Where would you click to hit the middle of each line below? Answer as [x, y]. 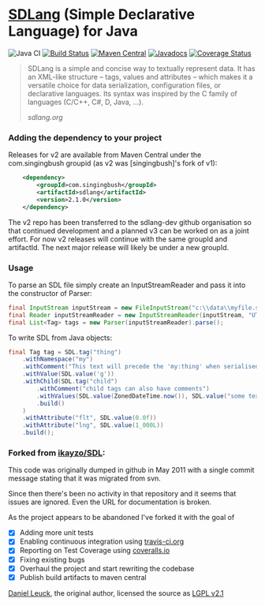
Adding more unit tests [56, 533]
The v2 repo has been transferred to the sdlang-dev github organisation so [130, 222]
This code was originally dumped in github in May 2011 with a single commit [131, 470]
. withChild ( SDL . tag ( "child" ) [70, 382]
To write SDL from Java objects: [60, 338]
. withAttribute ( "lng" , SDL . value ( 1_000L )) [93, 425]
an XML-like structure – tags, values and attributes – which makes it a [140, 77]
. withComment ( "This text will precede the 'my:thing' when [121, 367]
